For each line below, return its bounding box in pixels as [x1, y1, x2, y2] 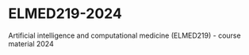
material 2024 [8, 38, 54, 48]
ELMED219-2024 [8, 5, 123, 23]
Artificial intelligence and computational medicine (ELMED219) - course [8, 31, 241, 40]
